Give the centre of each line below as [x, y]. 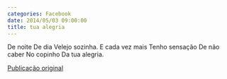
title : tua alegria [36, 27]
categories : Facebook [39, 14]
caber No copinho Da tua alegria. [56, 54]
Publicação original [35, 68]
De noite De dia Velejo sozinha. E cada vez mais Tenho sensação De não [113, 47]
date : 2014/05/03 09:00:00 [47, 20]
